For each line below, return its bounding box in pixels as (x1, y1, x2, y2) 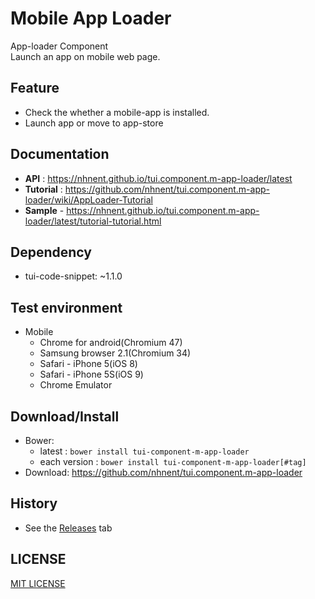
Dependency (10, 243, 92, 261)
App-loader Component (10, 40, 109, 52)
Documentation (10, 146, 110, 163)
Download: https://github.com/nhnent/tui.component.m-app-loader (24, 467, 303, 478)
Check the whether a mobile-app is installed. (24, 106, 210, 118)
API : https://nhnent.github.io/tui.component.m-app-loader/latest (24, 172, 293, 184)
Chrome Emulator (39, 379, 113, 391)
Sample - (24, 204, 65, 216)
